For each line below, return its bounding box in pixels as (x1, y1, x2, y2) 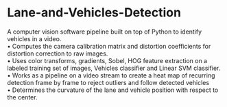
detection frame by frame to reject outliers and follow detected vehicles (7, 78, 210, 86)
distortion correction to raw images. (7, 49, 108, 58)
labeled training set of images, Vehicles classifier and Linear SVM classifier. (7, 64, 221, 72)
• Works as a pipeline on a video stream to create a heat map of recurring (7, 71, 215, 80)
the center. (7, 93, 38, 101)
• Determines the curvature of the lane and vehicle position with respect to (7, 86, 219, 94)
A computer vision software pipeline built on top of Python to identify (7, 27, 202, 36)
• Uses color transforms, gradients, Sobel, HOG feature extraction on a (7, 56, 208, 64)
